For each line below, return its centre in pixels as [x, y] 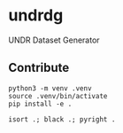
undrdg [36, 16]
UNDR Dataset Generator [54, 40]
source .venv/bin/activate [58, 96]
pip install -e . [40, 104]
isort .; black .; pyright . [62, 119]
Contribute [39, 68]
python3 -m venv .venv [50, 88]
